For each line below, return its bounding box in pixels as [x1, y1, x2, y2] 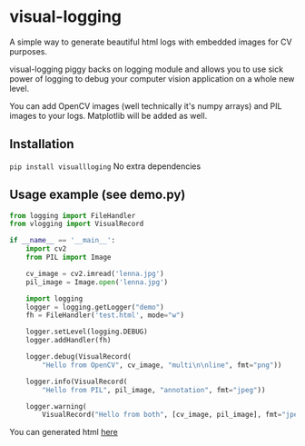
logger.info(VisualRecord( [25, 377, 128, 386]
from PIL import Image [25, 253, 112, 263]
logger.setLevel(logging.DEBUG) [25, 327, 148, 337]
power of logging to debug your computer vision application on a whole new [9, 73, 295, 84]
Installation [9, 136, 74, 152]
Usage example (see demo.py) [9, 187, 186, 203]
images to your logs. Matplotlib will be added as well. [9, 110, 208, 121]
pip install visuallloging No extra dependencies [9, 161, 202, 172]
